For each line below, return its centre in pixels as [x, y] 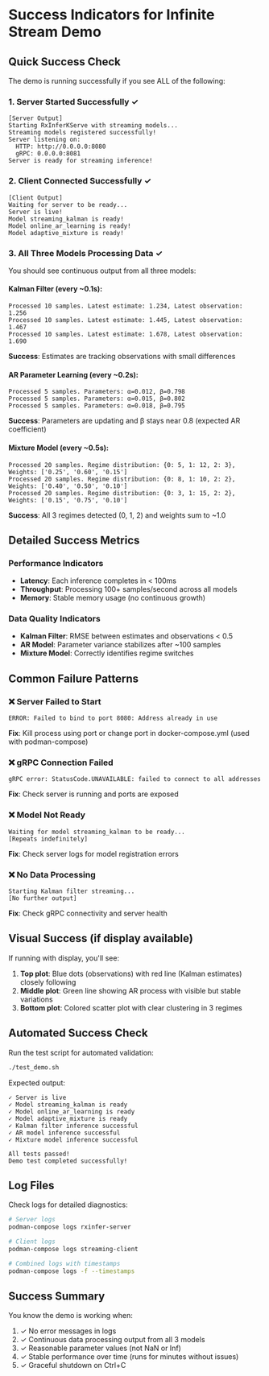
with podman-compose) [48, 742]
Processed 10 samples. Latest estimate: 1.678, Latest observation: [126, 335]
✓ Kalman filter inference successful [73, 1126]
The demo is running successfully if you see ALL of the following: [117, 81]
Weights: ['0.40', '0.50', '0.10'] [68, 486]
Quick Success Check [64, 62]
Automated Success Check [78, 1033]
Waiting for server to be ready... [68, 205]
